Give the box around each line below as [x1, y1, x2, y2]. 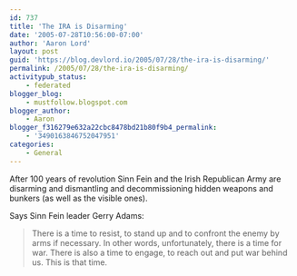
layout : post [9, 47, 59, 56]
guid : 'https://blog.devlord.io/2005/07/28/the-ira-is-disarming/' [9, 55, 271, 64]
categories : [9, 140, 54, 149]
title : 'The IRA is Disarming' [9, 22, 128, 31]
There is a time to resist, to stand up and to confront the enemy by [31, 228, 280, 239]
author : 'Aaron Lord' [9, 38, 92, 48]
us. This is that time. [31, 256, 107, 268]
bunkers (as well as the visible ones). [9, 192, 148, 203]
